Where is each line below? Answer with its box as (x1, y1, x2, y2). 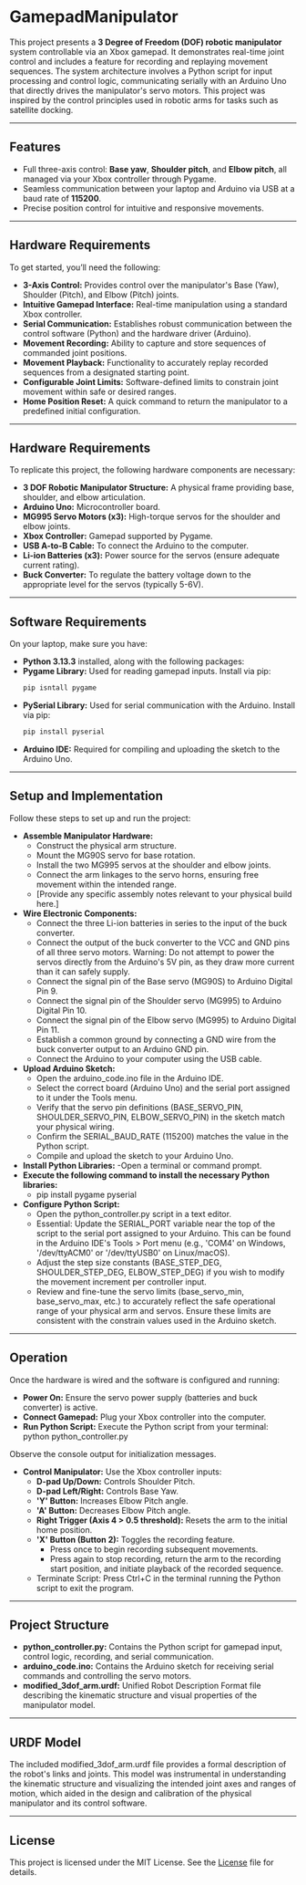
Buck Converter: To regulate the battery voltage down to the (22, 569, 252, 580)
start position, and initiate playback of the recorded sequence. (49, 1563, 284, 1574)
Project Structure (9, 1617, 109, 1632)
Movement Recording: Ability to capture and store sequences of (22, 338, 267, 349)
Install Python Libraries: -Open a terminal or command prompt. (22, 1160, 262, 1171)
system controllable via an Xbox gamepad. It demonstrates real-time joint (9, 46, 285, 57)
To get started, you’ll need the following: (9, 262, 161, 273)
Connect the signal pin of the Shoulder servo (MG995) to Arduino (36, 995, 282, 1005)
